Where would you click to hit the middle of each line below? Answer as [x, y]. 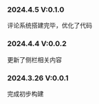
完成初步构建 [25, 94]
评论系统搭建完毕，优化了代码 [49, 25]
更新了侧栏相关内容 [35, 59]
